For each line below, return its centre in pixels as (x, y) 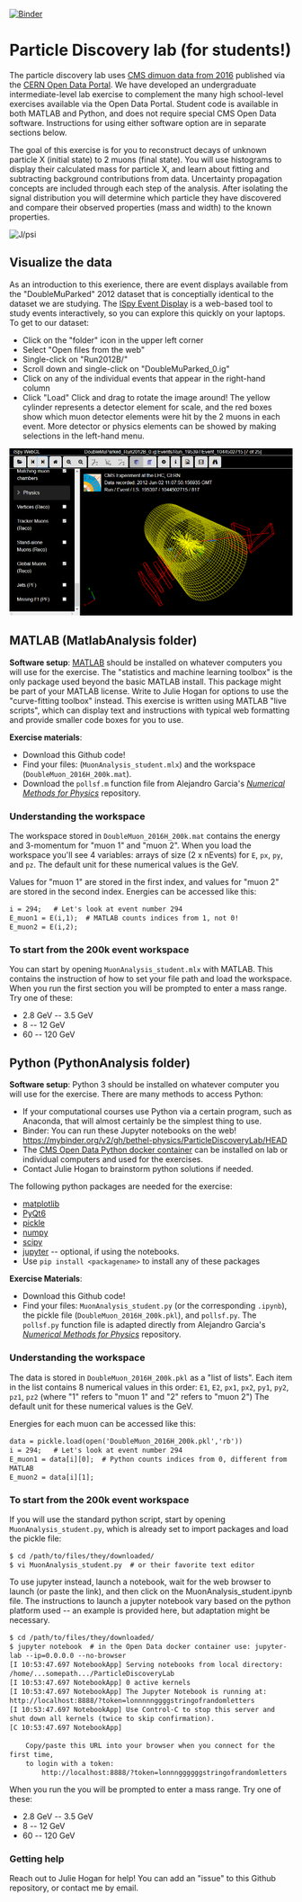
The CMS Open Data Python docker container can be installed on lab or (155, 1150)
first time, (31, 1754)
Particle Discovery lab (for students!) (151, 50)
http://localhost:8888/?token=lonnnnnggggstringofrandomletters (132, 1700)
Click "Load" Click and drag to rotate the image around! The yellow (147, 397)
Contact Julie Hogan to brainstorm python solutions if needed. (138, 1169)
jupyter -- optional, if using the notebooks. (101, 1252)
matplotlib (41, 1204)
